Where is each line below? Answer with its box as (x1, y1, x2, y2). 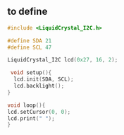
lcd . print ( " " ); (7, 115, 55, 122)
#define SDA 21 (7, 37, 52, 45)
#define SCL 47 (7, 44, 52, 51)
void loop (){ (7, 102, 46, 109)
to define (7, 6, 48, 18)
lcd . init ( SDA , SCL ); (13, 76, 74, 83)
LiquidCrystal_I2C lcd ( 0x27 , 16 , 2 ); (7, 57, 118, 64)
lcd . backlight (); (13, 83, 65, 90)
